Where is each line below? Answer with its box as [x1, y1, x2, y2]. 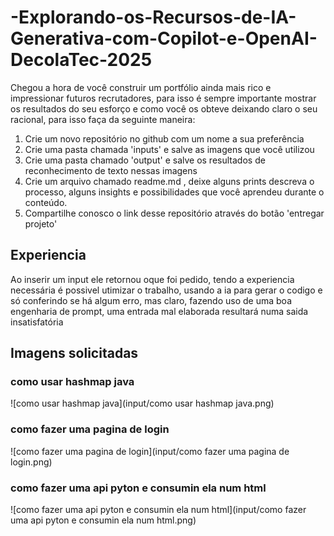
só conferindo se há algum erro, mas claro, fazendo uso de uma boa [10, 294, 293, 306]
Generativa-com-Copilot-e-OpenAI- [10, 27, 318, 50]
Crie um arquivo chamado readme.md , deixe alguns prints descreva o [24, 175, 315, 187]
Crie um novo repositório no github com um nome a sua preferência [24, 132, 305, 145]
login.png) [10, 456, 53, 468]
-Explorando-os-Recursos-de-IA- [10, 6, 297, 29]
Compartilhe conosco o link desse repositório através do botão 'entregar [24, 207, 325, 219]
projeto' [24, 217, 58, 230]
